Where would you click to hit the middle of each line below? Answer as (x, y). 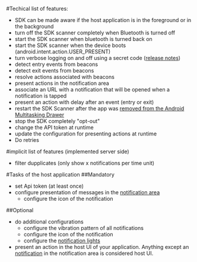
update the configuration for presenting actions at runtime (86, 134)
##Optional (20, 210)
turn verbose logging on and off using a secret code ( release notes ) (98, 58)
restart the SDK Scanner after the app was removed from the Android (99, 108)
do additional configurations (49, 222)
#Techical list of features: (37, 9)
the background (34, 26)
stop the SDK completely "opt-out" (57, 121)
